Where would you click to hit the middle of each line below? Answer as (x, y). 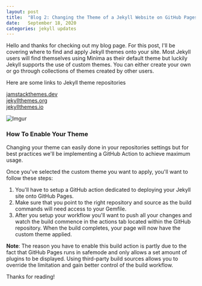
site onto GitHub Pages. (44, 196)
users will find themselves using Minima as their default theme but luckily (97, 58)
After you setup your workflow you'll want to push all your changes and (103, 215)
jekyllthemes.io (25, 107)
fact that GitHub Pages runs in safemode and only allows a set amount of (97, 252)
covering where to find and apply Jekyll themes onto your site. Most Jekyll (99, 52)
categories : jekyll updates (41, 28)
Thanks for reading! (31, 276)
